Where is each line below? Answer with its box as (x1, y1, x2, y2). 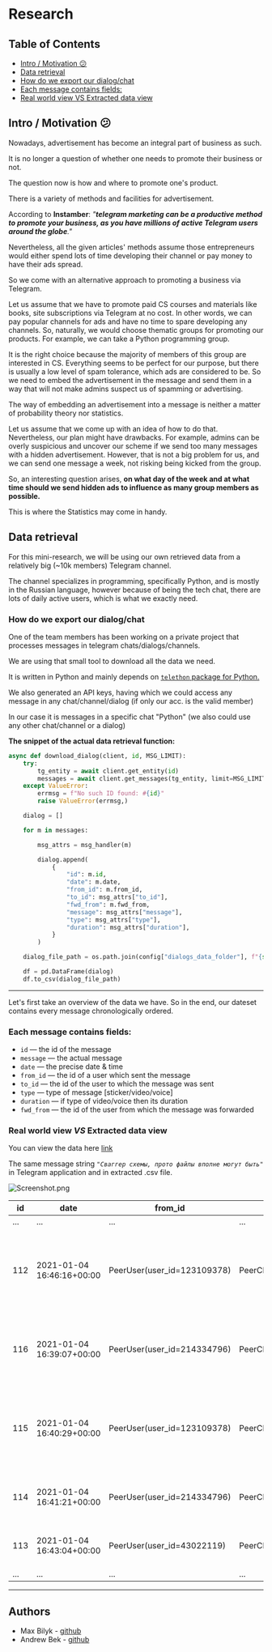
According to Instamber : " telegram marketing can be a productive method (8, 209, 263, 219)
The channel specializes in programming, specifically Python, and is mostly (8, 576, 260, 585)
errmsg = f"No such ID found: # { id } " (37, 790, 164, 798)
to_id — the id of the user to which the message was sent (19, 1079, 215, 1089)
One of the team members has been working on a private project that (8, 632, 240, 641)
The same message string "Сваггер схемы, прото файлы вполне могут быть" (8, 1159, 264, 1169)
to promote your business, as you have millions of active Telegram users (8, 218, 259, 228)
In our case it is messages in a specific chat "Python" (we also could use (8, 712, 251, 722)
